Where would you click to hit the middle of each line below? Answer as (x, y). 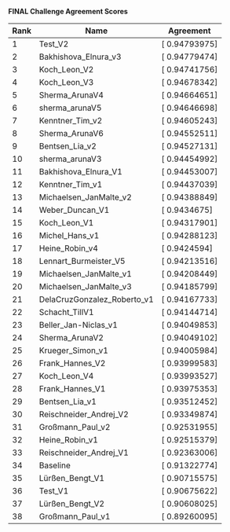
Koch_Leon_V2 (66, 70)
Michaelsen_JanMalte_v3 (85, 286)
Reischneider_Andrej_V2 (84, 414)
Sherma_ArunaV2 (71, 338)
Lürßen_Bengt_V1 (71, 478)
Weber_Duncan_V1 (74, 210)
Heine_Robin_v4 (68, 248)
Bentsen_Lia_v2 (68, 146)
